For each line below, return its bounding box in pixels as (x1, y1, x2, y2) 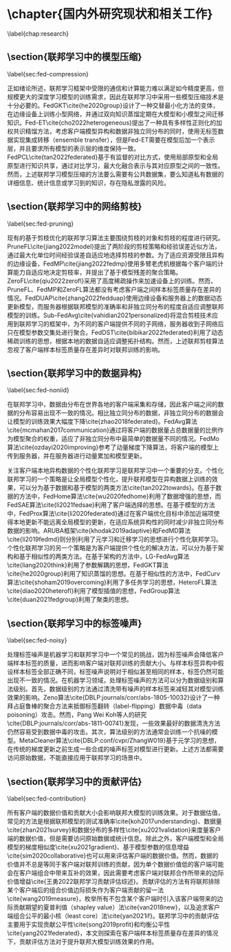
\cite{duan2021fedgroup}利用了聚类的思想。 (7, 596, 133, 604)
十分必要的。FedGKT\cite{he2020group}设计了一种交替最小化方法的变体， (7, 101, 219, 109)
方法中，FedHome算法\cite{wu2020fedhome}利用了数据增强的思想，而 (19, 493, 221, 501)
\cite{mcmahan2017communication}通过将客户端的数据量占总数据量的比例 (7, 426, 218, 434)
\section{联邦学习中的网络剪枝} (7, 201, 142, 213)
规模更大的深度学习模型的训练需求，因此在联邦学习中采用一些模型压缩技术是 (7, 92, 224, 100)
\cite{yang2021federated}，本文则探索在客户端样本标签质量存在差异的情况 (7, 929, 219, 937)
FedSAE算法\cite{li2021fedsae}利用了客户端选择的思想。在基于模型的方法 (7, 501, 215, 509)
